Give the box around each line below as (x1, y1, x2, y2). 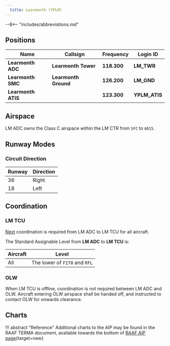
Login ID (138, 51, 158, 58)
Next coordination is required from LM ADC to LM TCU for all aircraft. (5, 228, 149, 235)
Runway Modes (5, 140, 56, 149)
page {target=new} (5, 335, 44, 341)
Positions (5, 36, 35, 44)
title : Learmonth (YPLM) (10, 7, 62, 13)
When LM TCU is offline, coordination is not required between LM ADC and (5, 285, 162, 291)
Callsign (64, 51, 85, 58)
